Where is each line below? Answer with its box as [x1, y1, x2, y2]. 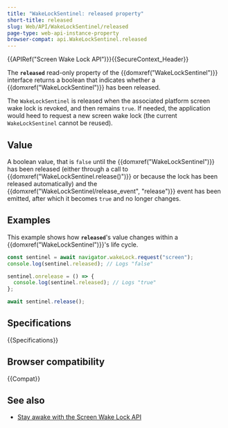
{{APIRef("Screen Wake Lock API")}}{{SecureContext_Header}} [7, 55, 189, 63]
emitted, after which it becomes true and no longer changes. [7, 194, 182, 202]
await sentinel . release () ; [7, 298, 85, 306]
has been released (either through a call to [7, 165, 128, 173]
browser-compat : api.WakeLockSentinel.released [7, 36, 148, 43]
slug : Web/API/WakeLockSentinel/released [7, 23, 129, 30]
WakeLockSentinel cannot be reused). [7, 119, 113, 127]
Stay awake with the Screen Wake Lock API [17, 413, 142, 421]
